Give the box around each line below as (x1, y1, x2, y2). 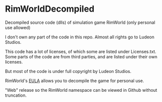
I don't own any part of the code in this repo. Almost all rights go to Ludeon (5, 34, 155, 40)
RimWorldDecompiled (5, 3, 95, 15)
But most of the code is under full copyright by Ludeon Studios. (5, 68, 132, 74)
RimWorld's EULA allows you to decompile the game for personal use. (5, 78, 144, 84)
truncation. (5, 92, 27, 98)
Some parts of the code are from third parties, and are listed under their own (5, 53, 158, 59)
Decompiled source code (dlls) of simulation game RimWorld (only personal (5, 19, 156, 25)
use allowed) (5, 24, 30, 30)
